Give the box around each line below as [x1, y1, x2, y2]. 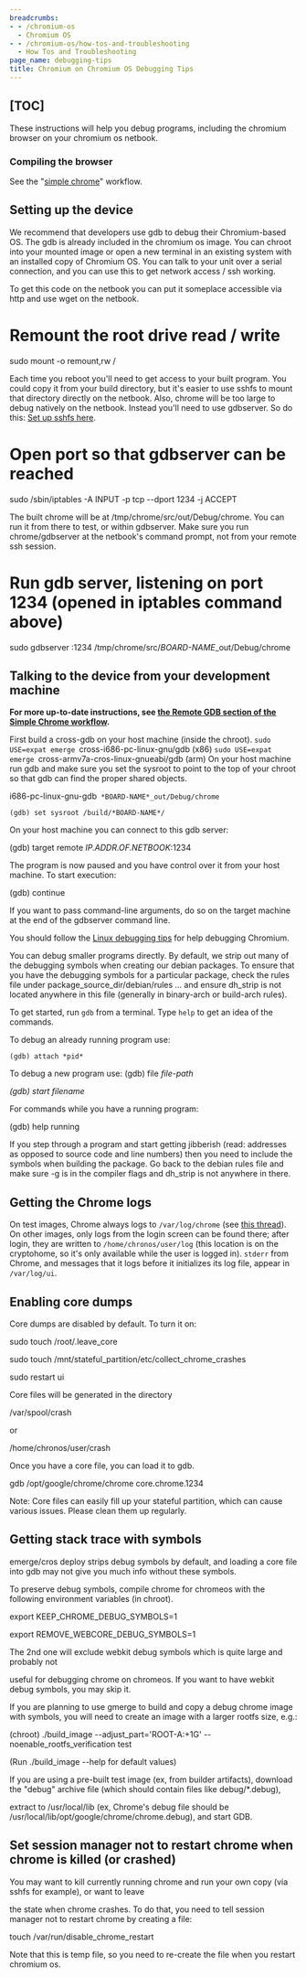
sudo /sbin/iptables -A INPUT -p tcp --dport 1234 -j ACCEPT [9, 493, 237, 504]
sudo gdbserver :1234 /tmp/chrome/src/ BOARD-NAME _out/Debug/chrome [9, 641, 290, 652]
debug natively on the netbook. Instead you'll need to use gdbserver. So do [9, 402, 293, 413]
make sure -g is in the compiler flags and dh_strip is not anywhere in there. [9, 1168, 291, 1179]
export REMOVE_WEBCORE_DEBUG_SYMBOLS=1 [9, 1628, 196, 1639]
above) [9, 611, 64, 632]
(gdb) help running [9, 1122, 80, 1133]
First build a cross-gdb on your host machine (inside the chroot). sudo [9, 734, 271, 746]
